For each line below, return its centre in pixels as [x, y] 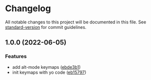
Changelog [28, 9]
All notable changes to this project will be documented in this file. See [76, 22]
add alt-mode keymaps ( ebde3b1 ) [46, 67]
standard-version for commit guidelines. [46, 27]
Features [16, 57]
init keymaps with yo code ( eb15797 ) [49, 72]
